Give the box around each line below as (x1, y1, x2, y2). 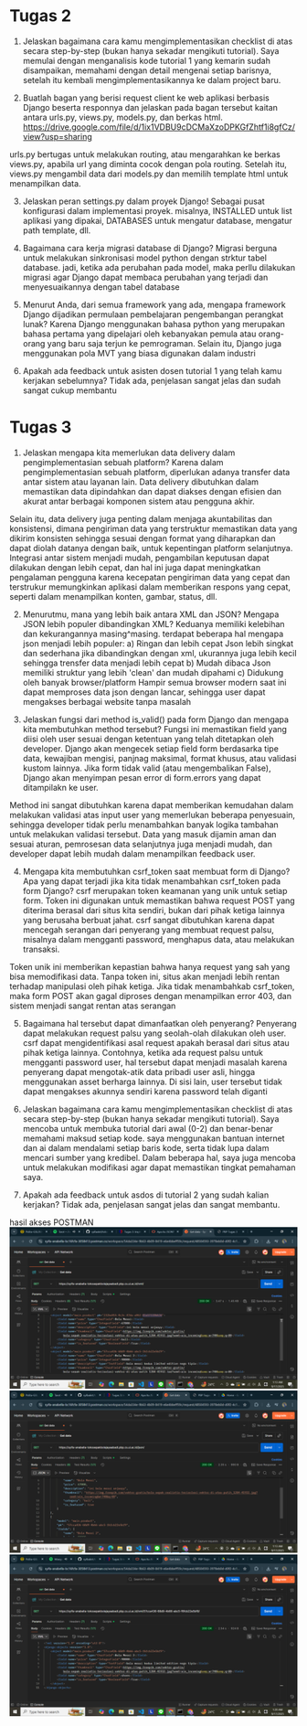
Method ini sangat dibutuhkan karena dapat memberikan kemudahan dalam (9, 799, 294, 810)
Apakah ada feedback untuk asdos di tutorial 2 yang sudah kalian (22, 1189, 270, 1200)
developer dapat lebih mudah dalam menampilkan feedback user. (9, 847, 256, 859)
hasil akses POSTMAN (9, 1217, 94, 1228)
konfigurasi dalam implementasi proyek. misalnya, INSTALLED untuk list (22, 205, 292, 216)
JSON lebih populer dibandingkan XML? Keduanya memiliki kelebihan (22, 618, 285, 629)
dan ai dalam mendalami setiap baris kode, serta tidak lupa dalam (22, 1142, 270, 1153)
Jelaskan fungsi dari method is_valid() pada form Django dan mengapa (22, 714, 290, 725)
